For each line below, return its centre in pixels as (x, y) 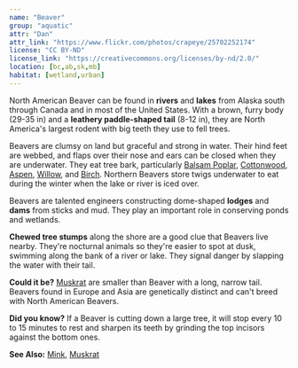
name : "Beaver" (37, 17)
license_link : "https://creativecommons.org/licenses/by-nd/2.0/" (134, 59)
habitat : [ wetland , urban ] (57, 75)
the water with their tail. (52, 265)
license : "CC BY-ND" (47, 51)
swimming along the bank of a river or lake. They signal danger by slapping (146, 255)
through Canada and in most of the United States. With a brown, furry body (146, 110)
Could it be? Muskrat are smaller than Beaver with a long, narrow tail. (136, 282)
